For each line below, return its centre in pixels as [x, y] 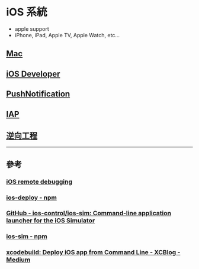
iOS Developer [33, 74]
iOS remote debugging [39, 182]
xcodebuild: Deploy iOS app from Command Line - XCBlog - [93, 252]
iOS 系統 [27, 12]
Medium [18, 260]
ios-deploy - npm [32, 197]
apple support [32, 29]
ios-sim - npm [27, 236]
